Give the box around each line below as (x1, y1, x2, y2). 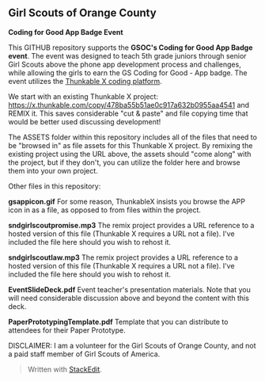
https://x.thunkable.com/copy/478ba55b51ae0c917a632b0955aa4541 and (8, 100, 250, 109)
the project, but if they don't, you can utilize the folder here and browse (8, 158, 240, 167)
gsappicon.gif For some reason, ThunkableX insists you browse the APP (8, 196, 245, 206)
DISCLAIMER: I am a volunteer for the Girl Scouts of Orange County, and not (8, 341, 256, 350)
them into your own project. (8, 166, 99, 175)
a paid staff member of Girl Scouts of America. (8, 349, 161, 359)
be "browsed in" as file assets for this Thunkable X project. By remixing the (8, 140, 253, 150)
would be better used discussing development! (8, 116, 161, 126)
